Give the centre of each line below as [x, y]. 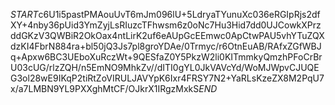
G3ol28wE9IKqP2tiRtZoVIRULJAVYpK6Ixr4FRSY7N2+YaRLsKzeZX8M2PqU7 [167, 78]
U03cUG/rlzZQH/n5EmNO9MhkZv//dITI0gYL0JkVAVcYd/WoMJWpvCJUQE [165, 67]
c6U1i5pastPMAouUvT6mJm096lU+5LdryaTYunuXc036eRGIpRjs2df [179, 14]
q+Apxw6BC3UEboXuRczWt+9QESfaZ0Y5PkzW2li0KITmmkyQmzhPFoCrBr [166, 57]
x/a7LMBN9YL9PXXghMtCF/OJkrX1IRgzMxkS [105, 88]
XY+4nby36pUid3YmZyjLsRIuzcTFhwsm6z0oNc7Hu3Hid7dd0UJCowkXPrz [166, 25]
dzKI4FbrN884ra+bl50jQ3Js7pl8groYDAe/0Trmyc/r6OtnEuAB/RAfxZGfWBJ [166, 46]
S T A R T [24, 14]
